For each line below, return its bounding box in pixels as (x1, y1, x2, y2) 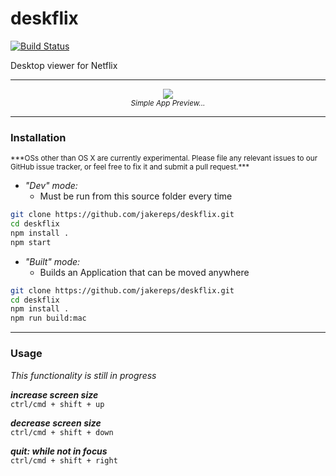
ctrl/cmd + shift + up (10, 399, 105, 409)
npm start (10, 237, 52, 247)
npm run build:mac (10, 313, 87, 324)
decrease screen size (10, 417, 102, 429)
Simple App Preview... (130, 98, 206, 108)
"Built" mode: (24, 255, 81, 267)
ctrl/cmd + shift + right (10, 455, 118, 466)
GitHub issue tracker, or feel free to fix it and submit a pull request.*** (10, 162, 250, 172)
